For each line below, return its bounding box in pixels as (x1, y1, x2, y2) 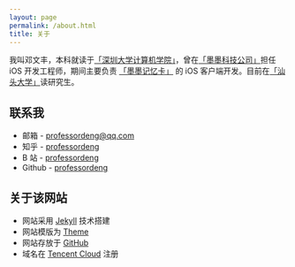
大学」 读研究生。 (16, 77, 79, 88)
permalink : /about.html (9, 21, 97, 30)
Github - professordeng (21, 163, 109, 173)
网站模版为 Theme (21, 226, 89, 237)
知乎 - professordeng (21, 141, 100, 152)
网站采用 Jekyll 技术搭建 (21, 216, 110, 225)
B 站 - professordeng (21, 152, 99, 164)
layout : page (9, 12, 57, 22)
